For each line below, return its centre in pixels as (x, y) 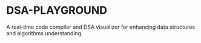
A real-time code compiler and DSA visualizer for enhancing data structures (101, 27)
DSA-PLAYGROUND (57, 10)
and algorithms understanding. (44, 33)
